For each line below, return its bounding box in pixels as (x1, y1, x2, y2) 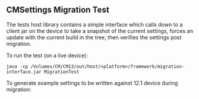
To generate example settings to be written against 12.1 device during (6, 79, 178, 86)
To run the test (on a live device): (6, 51, 89, 59)
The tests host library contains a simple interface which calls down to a (6, 21, 183, 28)
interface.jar (6, 69, 42, 75)
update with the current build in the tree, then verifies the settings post (6, 33, 182, 41)
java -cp (6, 63, 28, 69)
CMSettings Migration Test (6, 5, 110, 15)
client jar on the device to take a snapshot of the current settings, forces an (6, 27, 194, 34)
